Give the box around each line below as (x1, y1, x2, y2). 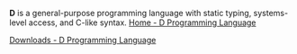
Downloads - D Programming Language (9, 35, 157, 45)
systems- (253, 8, 289, 18)
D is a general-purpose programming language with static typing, (9, 8, 252, 18)
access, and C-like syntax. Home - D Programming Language (28, 17, 256, 28)
